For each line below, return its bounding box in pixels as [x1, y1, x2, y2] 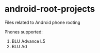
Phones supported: [4, 29, 43, 35]
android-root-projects [4, 3, 95, 15]
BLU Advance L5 [11, 38, 46, 44]
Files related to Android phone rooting [4, 19, 81, 25]
